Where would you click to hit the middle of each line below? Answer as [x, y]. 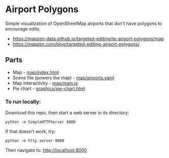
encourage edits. [23, 28]
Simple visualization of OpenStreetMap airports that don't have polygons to [84, 23]
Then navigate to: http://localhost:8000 [46, 150]
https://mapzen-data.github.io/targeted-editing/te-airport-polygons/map [88, 39]
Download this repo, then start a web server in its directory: [67, 113]
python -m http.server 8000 [35, 141]
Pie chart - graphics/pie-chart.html [49, 88]
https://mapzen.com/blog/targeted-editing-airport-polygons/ [76, 44]
